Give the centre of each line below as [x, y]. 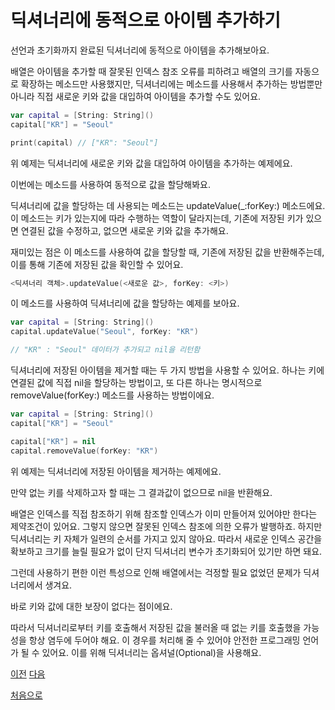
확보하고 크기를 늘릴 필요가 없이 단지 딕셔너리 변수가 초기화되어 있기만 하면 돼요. [166, 551]
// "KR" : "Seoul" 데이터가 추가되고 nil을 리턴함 [105, 350]
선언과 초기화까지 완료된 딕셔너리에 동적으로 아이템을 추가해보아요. [140, 50]
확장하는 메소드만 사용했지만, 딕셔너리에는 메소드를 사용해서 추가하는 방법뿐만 [171, 83]
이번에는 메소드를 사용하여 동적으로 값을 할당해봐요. [110, 184]
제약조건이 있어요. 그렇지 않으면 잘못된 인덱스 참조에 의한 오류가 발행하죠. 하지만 [166, 526]
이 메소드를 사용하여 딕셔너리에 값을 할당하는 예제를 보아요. [125, 303]
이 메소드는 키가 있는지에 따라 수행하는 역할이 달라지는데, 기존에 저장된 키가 [157, 218]
